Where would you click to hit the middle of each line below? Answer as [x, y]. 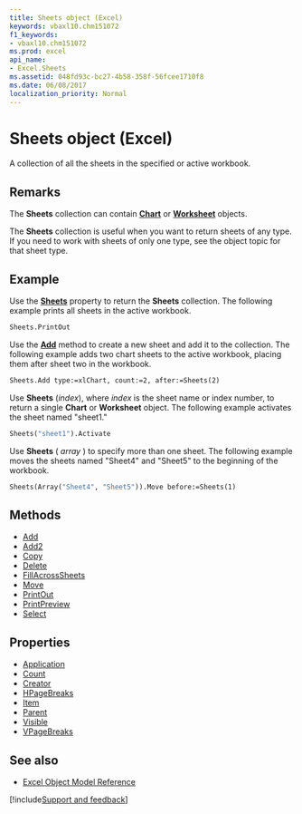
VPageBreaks [48, 732]
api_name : [28, 60]
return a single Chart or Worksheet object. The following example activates [151, 407]
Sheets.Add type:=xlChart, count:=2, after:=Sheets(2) [115, 380]
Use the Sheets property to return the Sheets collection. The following [141, 301]
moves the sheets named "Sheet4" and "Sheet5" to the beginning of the [144, 460]
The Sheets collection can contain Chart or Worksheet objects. [128, 214]
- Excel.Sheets [38, 69]
